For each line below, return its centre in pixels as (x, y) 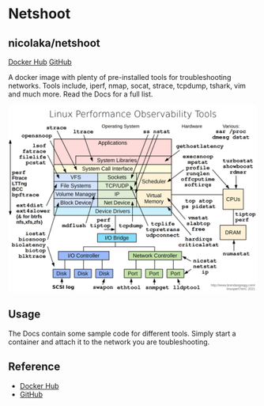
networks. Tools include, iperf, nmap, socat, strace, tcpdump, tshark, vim (127, 85)
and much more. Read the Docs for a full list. (81, 94)
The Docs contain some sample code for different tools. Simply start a (122, 333)
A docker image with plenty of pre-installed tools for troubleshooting (120, 77)
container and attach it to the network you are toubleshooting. (109, 342)
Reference (34, 367)
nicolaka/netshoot (54, 43)
